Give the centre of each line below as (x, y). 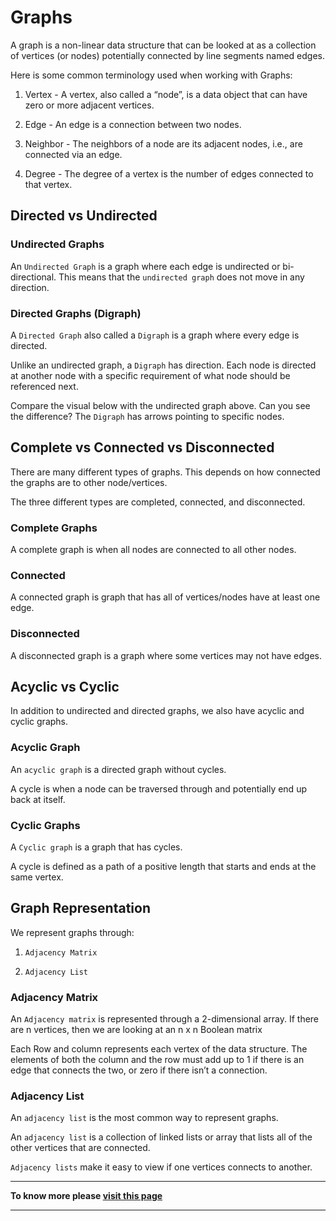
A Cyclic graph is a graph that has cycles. (96, 847)
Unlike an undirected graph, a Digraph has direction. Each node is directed (163, 365)
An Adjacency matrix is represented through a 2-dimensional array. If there (165, 1019)
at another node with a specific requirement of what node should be (150, 375)
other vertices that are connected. (80, 1148)
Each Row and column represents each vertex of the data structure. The (159, 1049)
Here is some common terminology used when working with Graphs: (151, 75)
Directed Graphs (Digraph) (76, 313)
